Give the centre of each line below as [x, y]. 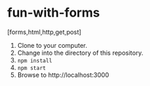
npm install [35, 60]
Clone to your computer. [52, 45]
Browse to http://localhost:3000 [63, 75]
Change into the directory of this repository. [80, 53]
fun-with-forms [53, 13]
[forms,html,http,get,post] [44, 32]
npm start [32, 68]
